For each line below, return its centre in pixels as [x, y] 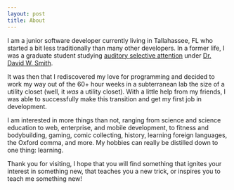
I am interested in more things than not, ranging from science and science [114, 120]
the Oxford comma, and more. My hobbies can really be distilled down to [113, 142]
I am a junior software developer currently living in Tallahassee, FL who [110, 40]
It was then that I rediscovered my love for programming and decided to [111, 76]
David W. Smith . [30, 63]
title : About [26, 20]
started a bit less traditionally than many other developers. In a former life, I [116, 48]
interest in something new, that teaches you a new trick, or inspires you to [114, 171]
